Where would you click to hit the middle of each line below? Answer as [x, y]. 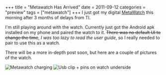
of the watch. [19, 58]
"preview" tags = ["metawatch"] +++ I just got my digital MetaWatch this [79, 12]
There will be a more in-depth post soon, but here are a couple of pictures [81, 52]
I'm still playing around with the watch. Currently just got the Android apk [80, 27]
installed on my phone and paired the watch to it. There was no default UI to [83, 32]
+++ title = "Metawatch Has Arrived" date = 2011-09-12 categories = [75, 7]
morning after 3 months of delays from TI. [48, 18]
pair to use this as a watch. [33, 43]
